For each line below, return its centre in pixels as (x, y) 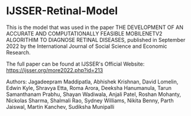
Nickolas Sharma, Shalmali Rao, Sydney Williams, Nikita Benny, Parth (90, 100)
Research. (18, 52)
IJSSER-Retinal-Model (62, 11)
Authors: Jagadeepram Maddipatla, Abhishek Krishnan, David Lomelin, (92, 82)
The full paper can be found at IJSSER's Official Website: (75, 64)
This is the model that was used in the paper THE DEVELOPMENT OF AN (95, 27)
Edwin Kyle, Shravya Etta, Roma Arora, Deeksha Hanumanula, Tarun (89, 88)
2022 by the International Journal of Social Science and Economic (87, 46)
